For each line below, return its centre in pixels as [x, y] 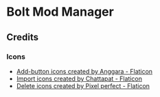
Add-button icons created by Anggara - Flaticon [84, 71]
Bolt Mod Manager [60, 12]
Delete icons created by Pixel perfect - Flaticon [83, 85]
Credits [23, 37]
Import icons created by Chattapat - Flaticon [79, 79]
